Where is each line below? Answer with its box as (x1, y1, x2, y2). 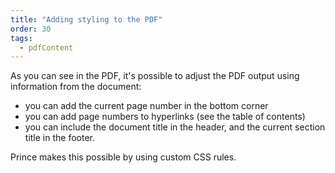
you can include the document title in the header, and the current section (24, 121, 326, 133)
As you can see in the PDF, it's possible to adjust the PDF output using (10, 70, 300, 82)
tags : (10, 33, 33, 43)
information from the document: (10, 81, 142, 93)
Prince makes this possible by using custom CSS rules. (10, 151, 237, 163)
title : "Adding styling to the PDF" (10, 14, 163, 25)
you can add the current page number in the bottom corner (24, 100, 269, 112)
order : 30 (10, 24, 52, 34)
